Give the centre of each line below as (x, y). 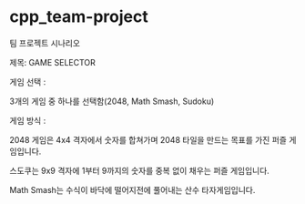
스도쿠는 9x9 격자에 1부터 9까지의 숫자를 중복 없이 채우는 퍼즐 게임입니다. (140, 170)
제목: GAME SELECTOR (52, 62)
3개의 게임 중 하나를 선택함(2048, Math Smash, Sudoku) (112, 101)
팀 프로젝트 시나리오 (45, 43)
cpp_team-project (79, 17)
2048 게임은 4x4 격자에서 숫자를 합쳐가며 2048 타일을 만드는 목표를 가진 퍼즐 (148, 139)
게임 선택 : (28, 82)
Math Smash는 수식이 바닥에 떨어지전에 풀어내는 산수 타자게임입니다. (132, 189)
